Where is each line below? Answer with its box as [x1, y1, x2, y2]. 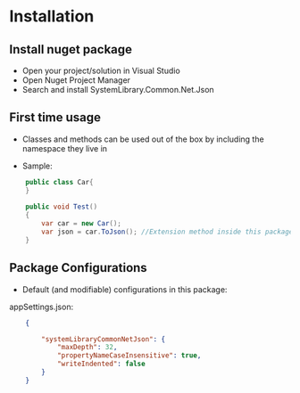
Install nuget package [9, 42, 132, 57]
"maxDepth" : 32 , [56, 343, 118, 352]
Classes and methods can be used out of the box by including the [21, 134, 265, 144]
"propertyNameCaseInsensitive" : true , [56, 351, 202, 360]
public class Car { [25, 177, 94, 186]
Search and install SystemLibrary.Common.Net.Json [21, 85, 214, 94]
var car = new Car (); [41, 219, 122, 228]
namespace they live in [21, 143, 108, 153]
